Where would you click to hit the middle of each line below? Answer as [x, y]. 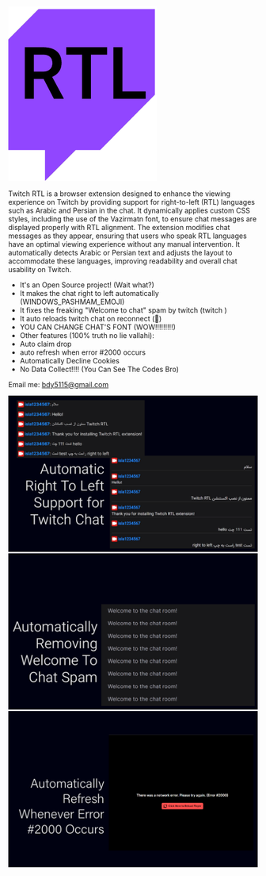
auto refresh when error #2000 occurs [83, 352]
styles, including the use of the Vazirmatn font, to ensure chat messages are [133, 219]
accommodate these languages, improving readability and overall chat [123, 261]
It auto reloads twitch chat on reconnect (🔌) [91, 319]
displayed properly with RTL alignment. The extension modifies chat [119, 227]
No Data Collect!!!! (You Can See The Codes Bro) [99, 369]
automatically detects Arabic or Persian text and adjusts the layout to [120, 253]
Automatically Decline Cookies [70, 361]
